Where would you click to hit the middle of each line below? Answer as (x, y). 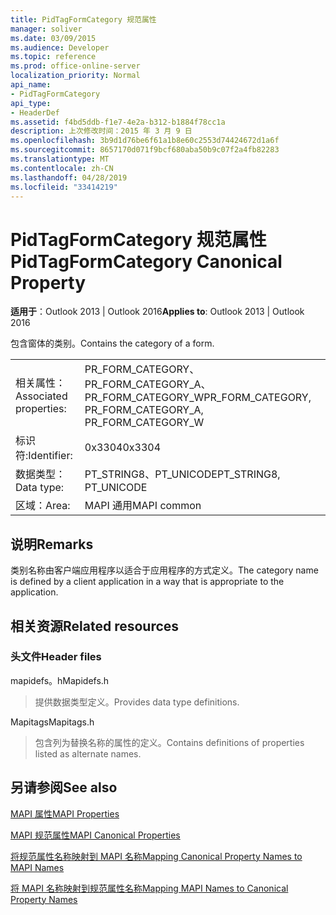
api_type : (31, 103)
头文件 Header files (56, 657)
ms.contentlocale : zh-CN (62, 168)
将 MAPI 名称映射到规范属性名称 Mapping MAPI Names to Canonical (149, 888)
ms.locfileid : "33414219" (64, 187)
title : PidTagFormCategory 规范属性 (83, 19)
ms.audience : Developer (60, 47)
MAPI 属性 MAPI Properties (65, 813)
